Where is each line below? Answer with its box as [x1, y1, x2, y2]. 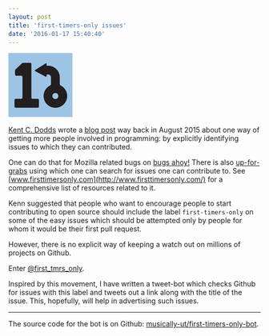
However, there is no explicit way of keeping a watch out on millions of [8, 240, 241, 250]
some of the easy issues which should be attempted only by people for [8, 216, 243, 226]
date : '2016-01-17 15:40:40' [8, 30, 106, 38]
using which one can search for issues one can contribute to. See [29, 166, 246, 176]
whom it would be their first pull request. [8, 224, 142, 234]
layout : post [8, 13, 52, 21]
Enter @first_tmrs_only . [8, 264, 85, 274]
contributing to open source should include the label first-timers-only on [8, 207, 254, 217]
